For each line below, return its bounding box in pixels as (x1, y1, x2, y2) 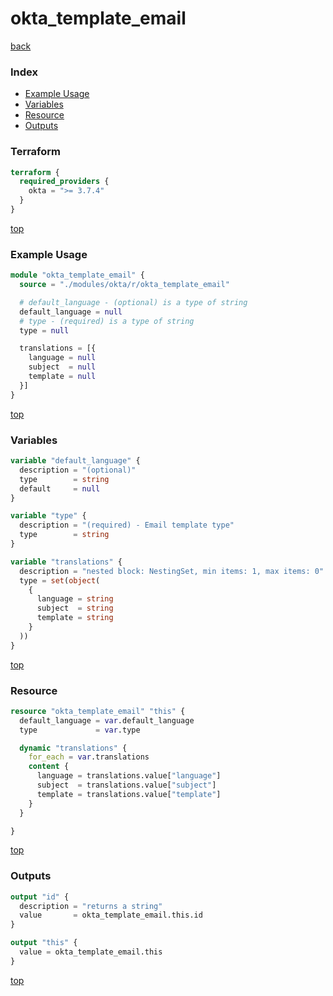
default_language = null (19, 307, 123, 317)
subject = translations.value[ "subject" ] (36, 780, 217, 791)
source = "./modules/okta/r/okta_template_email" (19, 280, 230, 290)
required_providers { (19, 177, 110, 187)
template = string (36, 613, 114, 623)
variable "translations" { (10, 557, 123, 567)
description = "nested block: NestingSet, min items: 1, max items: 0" (19, 566, 325, 576)
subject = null (28, 362, 97, 372)
